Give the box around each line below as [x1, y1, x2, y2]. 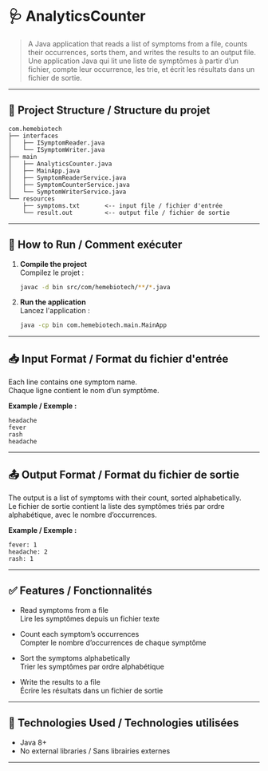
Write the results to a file [19, 677, 101, 686]
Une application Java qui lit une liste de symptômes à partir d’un [27, 56, 239, 66]
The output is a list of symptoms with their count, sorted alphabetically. [8, 493, 242, 503]
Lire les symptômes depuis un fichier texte [19, 614, 160, 623]
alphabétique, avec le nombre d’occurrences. [8, 510, 157, 519]
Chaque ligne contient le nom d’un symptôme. [8, 386, 160, 395]
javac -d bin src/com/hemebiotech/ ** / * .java [19, 283, 171, 291]
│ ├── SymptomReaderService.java [8, 173, 127, 181]
